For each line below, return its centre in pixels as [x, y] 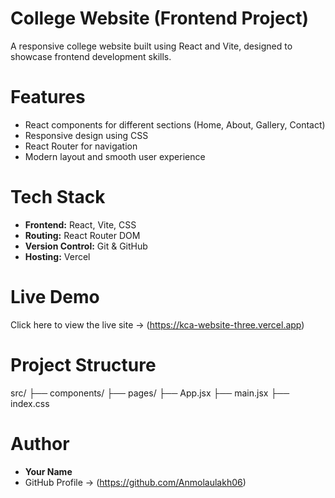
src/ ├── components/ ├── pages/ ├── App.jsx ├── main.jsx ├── [150, 393]
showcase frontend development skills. [91, 56]
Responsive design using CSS [86, 135]
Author [40, 443]
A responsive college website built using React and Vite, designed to [151, 46]
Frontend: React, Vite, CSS [80, 224]
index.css [30, 403]
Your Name [48, 471]
